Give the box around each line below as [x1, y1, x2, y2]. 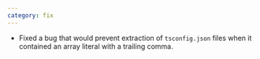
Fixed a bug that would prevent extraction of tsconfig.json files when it [18, 33, 252, 42]
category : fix [7, 11, 54, 20]
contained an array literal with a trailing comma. [18, 41, 174, 51]
